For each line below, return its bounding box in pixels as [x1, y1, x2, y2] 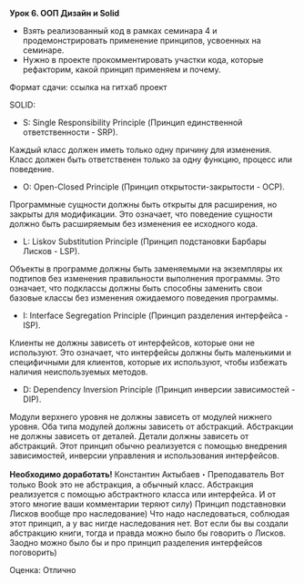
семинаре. [22, 45, 65, 56]
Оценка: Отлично [9, 565, 76, 575]
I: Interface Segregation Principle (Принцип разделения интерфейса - [22, 310, 289, 321]
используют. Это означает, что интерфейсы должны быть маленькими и [9, 347, 292, 358]
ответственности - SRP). [22, 127, 118, 138]
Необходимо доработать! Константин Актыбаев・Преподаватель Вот [9, 469, 285, 479]
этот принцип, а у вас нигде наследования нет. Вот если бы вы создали [9, 518, 289, 528]
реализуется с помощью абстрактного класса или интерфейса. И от [9, 489, 277, 499]
